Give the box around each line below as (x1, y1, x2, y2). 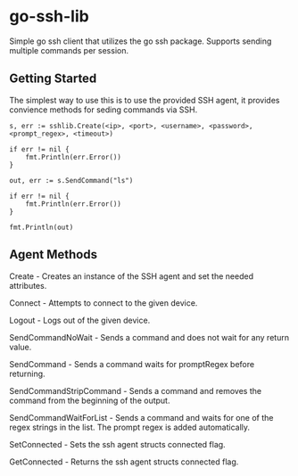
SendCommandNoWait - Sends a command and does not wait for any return (9, 332, 290, 342)
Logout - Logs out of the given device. (9, 315, 151, 325)
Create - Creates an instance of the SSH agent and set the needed (9, 270, 254, 282)
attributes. (9, 280, 47, 291)
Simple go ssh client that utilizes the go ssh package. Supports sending (9, 36, 272, 46)
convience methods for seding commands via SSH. (9, 104, 198, 115)
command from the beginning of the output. (9, 395, 170, 406)
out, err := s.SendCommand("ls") (9, 176, 134, 185)
